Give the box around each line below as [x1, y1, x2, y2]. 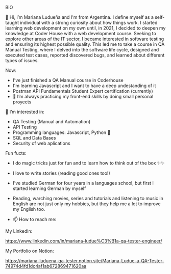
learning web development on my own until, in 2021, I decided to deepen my [5, 25, 166, 31]
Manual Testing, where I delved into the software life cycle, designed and [5, 47, 159, 52]
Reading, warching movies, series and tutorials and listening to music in [12, 196, 163, 201]
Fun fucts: [5, 150, 27, 156]
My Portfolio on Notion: [5, 248, 55, 254]
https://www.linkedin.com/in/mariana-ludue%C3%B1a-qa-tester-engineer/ [5, 238, 162, 244]
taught [5, 20, 19, 25]
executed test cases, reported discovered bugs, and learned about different [5, 52, 165, 58]
